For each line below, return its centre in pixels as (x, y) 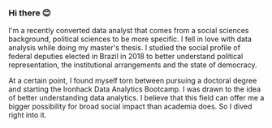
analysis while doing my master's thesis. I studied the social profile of (125, 48)
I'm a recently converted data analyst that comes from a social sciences (129, 31)
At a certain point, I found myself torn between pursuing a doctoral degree (133, 81)
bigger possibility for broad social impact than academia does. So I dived (130, 107)
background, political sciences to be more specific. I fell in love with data (130, 39)
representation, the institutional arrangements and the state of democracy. (133, 65)
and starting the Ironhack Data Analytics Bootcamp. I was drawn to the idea (135, 89)
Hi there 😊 (30, 13)
